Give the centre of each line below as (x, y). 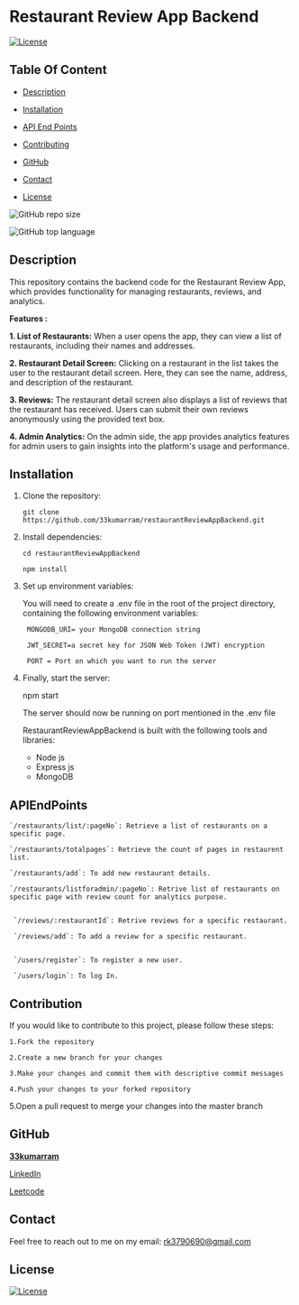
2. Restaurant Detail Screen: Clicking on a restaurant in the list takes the (144, 363)
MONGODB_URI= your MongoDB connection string (113, 630)
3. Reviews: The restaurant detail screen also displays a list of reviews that (149, 400)
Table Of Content (58, 70)
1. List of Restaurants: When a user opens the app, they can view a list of (145, 336)
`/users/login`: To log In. (66, 976)
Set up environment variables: (78, 586)
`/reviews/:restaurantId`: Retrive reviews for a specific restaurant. (150, 921)
